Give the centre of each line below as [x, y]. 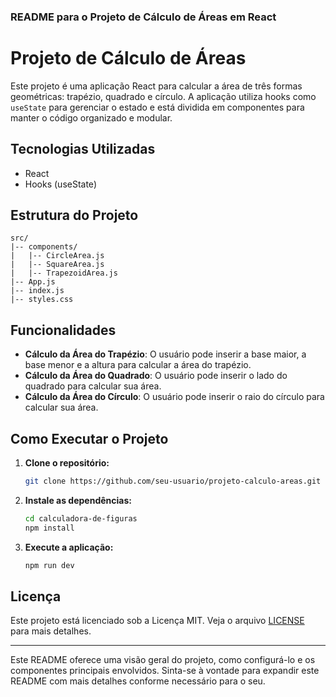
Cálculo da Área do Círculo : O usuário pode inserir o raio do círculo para [174, 397]
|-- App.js [33, 282]
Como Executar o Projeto [89, 438]
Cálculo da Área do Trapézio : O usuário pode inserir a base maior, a [165, 354]
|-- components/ [44, 247]
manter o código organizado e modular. [91, 117]
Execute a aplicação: [69, 547]
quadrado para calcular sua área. [93, 386]
